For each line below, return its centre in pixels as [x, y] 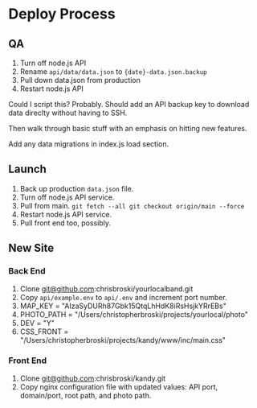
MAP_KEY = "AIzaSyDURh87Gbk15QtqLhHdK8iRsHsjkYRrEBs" [123, 306]
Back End [27, 271]
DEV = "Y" [37, 323]
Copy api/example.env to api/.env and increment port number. [123, 297]
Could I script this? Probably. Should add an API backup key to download [129, 104]
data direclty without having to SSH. [68, 113]
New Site [31, 248]
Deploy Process [62, 14]
